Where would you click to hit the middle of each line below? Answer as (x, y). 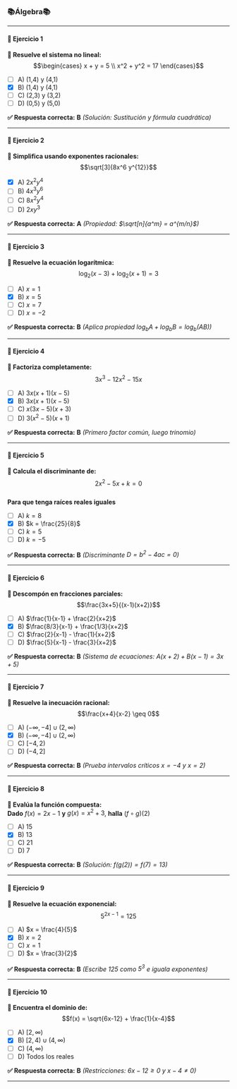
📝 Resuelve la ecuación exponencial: (62, 903)
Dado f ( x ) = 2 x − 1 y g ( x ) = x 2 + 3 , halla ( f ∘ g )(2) (79, 812)
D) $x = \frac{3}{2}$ (47, 953)
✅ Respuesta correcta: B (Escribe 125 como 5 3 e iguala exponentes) (108, 968)
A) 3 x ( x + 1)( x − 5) (44, 393)
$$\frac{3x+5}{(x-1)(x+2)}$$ (119, 604)
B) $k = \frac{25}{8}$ (49, 523)
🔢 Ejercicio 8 (26, 788)
